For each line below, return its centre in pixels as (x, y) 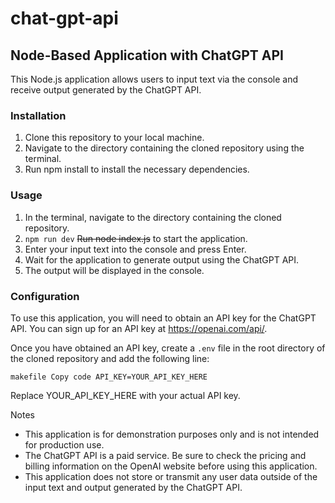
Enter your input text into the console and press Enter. (135, 249)
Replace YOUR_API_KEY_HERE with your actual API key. (125, 395)
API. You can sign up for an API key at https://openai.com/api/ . (139, 328)
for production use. (64, 444)
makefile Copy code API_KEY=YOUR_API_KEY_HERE (109, 377)
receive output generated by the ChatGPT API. (106, 90)
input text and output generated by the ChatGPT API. (133, 487)
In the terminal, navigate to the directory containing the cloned (153, 217)
